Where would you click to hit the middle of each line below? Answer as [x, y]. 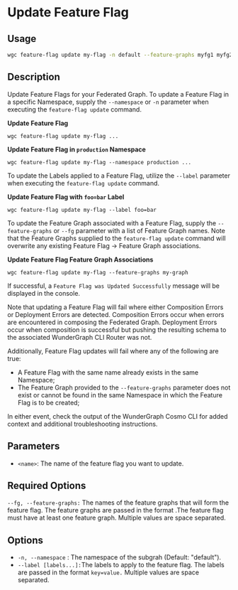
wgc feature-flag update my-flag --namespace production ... [100, 162]
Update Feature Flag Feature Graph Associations [80, 259]
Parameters [34, 446]
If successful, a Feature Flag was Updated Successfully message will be [113, 286]
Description [34, 77]
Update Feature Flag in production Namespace [77, 149]
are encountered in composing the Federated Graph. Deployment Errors [112, 322]
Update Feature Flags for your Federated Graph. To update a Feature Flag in [118, 94]
